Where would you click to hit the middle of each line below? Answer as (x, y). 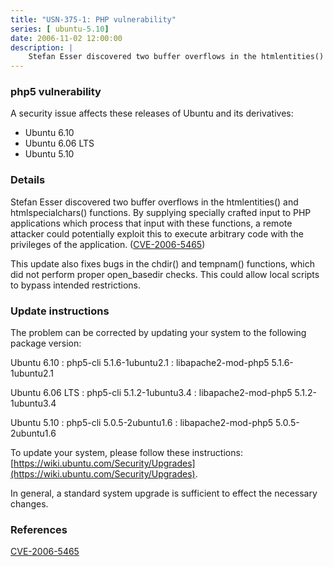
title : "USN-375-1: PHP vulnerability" (93, 19)
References (39, 529)
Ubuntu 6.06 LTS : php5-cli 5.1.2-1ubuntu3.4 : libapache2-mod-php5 (151, 393)
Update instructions (60, 311)
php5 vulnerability (56, 92)
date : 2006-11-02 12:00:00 (66, 38)
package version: (46, 343)
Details (28, 180)
